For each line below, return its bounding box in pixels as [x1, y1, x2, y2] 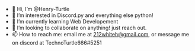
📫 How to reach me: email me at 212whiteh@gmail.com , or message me [11, 31, 190, 38]
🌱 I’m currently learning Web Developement [11, 18, 119, 25]
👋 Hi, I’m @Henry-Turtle [11, 6, 70, 12]
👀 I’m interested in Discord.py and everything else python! [11, 12, 154, 19]
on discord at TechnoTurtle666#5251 [11, 39, 102, 46]
